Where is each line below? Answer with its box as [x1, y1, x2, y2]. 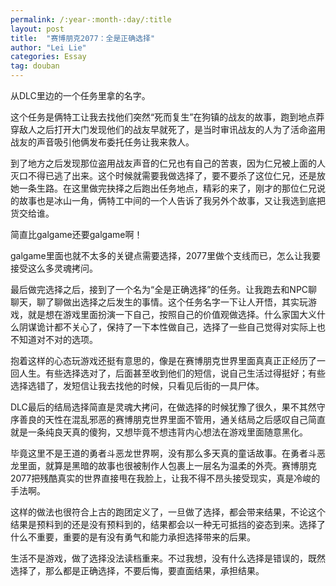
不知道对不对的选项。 [10, 334, 98, 345]
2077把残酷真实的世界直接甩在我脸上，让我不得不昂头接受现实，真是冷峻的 [10, 472, 321, 484]
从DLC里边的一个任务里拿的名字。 [10, 90, 151, 101]
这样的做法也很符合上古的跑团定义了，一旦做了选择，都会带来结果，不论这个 [10, 506, 326, 518]
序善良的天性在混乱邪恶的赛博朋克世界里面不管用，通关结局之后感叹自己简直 [10, 414, 326, 425]
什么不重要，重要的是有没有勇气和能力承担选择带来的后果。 [10, 531, 256, 543]
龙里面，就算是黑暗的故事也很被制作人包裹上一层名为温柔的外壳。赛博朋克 [10, 460, 317, 471]
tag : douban [10, 61, 60, 71]
